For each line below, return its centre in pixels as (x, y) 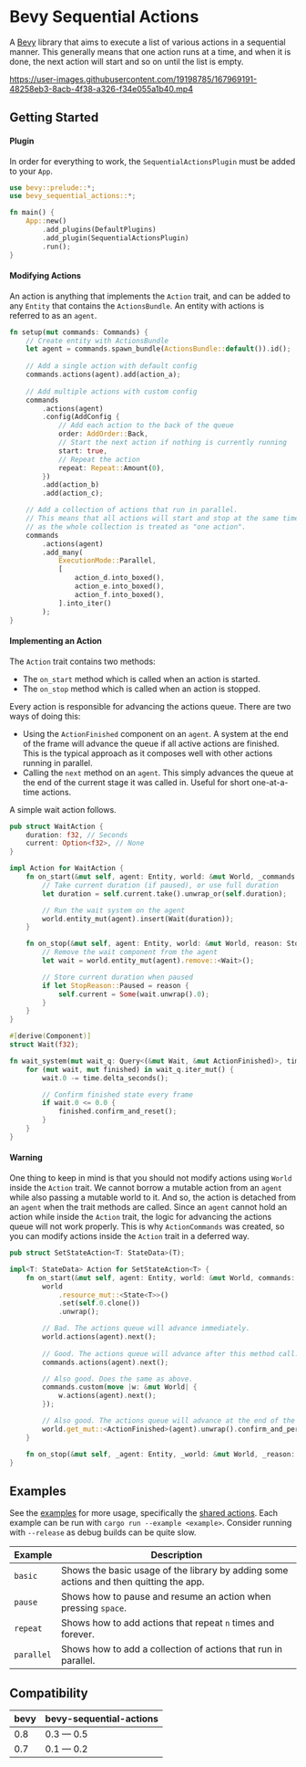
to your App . (31, 171)
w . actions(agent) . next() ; (107, 1396)
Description (177, 1555)
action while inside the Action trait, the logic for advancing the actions (141, 1217)
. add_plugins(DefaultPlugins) (99, 230)
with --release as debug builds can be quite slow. (103, 1532)
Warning (26, 1158)
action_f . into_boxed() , (120, 594)
